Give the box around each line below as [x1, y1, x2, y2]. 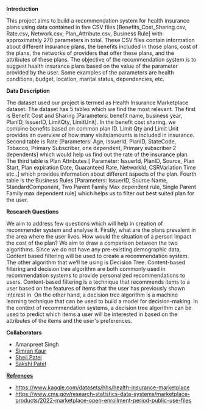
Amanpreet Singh [15, 341, 59, 348]
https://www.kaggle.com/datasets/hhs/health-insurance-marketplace [15, 384, 190, 391]
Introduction [6, 5, 38, 12]
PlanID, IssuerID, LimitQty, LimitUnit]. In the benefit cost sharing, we [6, 118, 176, 126]
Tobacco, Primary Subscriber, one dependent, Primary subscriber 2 [6, 145, 177, 151]
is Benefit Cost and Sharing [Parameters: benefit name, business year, [6, 112, 183, 119]
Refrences [6, 372, 33, 379]
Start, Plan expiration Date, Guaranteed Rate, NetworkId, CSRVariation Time [6, 164, 196, 171]
